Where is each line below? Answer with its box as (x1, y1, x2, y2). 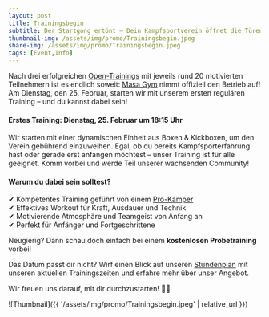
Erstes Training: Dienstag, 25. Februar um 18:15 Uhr (8, 115, 183, 124)
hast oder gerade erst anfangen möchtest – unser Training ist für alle (8, 150, 235, 160)
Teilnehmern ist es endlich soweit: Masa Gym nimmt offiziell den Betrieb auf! (8, 79, 261, 89)
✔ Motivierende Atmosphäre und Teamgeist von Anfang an (8, 212, 203, 221)
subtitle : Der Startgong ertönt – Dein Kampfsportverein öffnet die (8, 26, 242, 35)
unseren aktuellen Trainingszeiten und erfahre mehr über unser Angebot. (8, 268, 250, 278)
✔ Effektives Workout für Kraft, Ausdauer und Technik (8, 203, 187, 213)
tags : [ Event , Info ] (8, 49, 74, 57)
